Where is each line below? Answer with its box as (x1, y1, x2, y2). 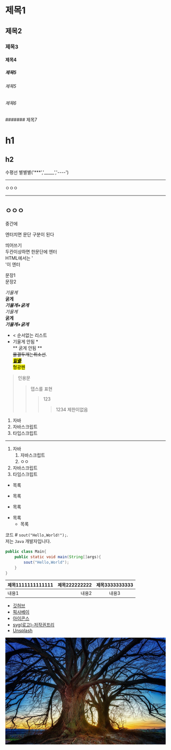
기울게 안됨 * (12, 339, 39, 345)
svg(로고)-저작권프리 (12, 621, 55, 628)
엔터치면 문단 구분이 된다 (5, 232, 54, 238)
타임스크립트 (12, 471, 38, 478)
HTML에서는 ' (5, 255, 33, 261)
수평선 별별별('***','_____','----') (5, 169, 69, 176)
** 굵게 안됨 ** (12, 345, 42, 351)
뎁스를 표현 (30, 386, 52, 392)
